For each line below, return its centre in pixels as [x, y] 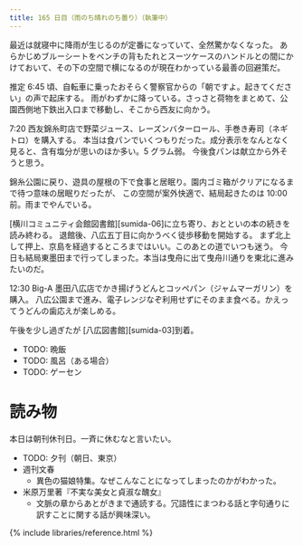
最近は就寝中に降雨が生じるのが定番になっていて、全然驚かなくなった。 [144, 44]
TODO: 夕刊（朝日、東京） [72, 457]
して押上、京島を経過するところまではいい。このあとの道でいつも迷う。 [144, 246]
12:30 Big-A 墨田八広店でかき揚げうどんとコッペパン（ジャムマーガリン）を [151, 288]
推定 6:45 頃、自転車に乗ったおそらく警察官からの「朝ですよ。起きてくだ [147, 86]
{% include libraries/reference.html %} [81, 532]
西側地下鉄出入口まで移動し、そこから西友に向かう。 [116, 109]
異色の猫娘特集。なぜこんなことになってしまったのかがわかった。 [159, 480]
